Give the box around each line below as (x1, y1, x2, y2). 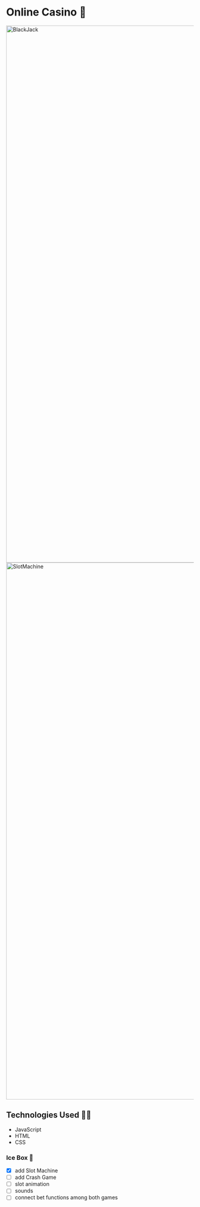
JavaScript (14, 1126, 42, 1133)
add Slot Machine (14, 1167, 58, 1174)
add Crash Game (14, 1174, 57, 1181)
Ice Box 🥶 (6, 1153, 34, 1162)
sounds (14, 1187, 34, 1194)
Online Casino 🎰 (6, 5, 86, 19)
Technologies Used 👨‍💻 (6, 1110, 92, 1120)
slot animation (14, 1181, 49, 1188)
